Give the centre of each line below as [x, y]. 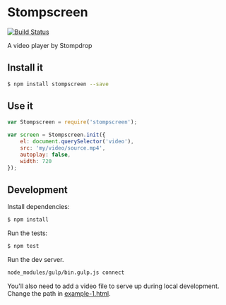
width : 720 [36, 161]
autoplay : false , [46, 155]
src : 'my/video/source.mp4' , [63, 148]
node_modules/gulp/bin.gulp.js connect [66, 273]
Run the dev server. [36, 260]
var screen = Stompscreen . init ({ [56, 135]
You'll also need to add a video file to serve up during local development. [113, 286]
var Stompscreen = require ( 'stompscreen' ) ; [72, 122]
